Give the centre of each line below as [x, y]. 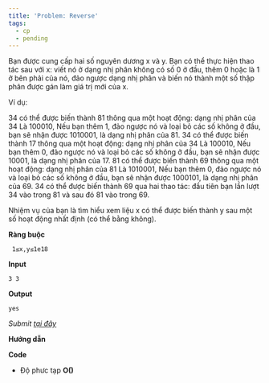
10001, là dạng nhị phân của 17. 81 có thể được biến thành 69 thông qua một [134, 161]
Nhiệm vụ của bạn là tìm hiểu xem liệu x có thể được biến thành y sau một [130, 211]
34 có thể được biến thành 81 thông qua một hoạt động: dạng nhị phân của [132, 118]
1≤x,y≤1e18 [30, 249]
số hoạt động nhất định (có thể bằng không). [82, 219]
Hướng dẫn [27, 340]
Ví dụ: [18, 102]
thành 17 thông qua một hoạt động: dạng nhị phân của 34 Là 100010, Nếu [130, 144]
